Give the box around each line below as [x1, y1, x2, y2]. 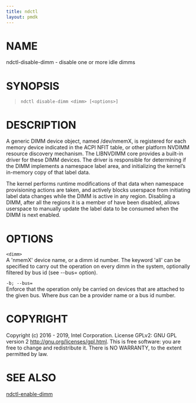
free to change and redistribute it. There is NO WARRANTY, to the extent [6, 344, 182, 351]
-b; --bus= [6, 280, 33, 287]
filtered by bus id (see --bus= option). [6, 269, 98, 276]
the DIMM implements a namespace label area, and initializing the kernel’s [6, 163, 186, 170]
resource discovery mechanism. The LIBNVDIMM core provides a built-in [6, 150, 184, 157]
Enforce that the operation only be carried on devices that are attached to [6, 286, 185, 293]
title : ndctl [6, 8, 38, 15]
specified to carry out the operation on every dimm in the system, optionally [6, 263, 190, 270]
